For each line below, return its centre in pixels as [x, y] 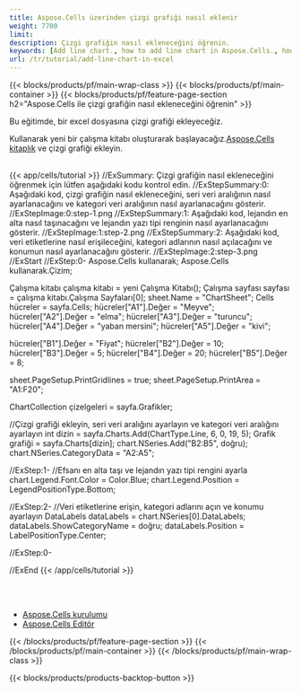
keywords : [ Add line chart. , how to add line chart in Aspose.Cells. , [144, 51]
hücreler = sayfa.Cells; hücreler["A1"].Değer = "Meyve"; [112, 307]
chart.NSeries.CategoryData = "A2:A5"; [82, 453]
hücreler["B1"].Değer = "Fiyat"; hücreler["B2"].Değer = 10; [116, 343]
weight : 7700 [34, 26]
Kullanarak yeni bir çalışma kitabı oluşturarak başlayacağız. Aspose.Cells [142, 139]
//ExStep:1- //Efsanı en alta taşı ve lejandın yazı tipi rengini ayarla [129, 470]
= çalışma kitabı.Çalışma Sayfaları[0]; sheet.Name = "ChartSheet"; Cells [142, 298]
